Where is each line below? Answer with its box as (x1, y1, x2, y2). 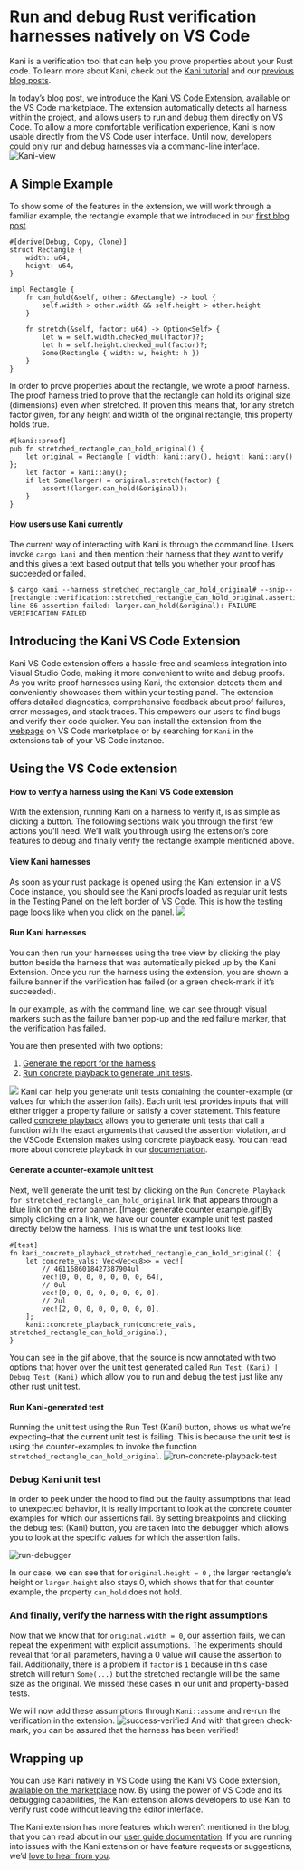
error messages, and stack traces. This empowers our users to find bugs (9, 705, 281, 717)
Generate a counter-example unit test (9, 1165, 154, 1176)
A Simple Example (9, 177, 114, 192)
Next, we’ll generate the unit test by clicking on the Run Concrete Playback (9, 1185, 286, 1196)
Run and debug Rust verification (9, 6, 257, 27)
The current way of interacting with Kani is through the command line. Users (9, 538, 294, 549)
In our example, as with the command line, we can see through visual (9, 1003, 267, 1014)
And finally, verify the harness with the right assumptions (9, 1609, 269, 1622)
